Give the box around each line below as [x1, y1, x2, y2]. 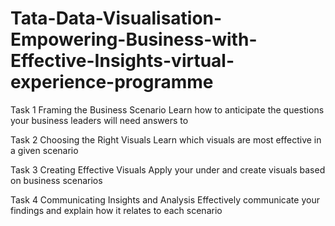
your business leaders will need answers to [10, 114, 189, 126]
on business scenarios [10, 174, 103, 186]
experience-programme [10, 71, 214, 94]
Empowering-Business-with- [10, 28, 258, 51]
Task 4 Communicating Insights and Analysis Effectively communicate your [10, 193, 320, 206]
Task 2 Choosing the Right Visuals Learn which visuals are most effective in [10, 133, 322, 146]
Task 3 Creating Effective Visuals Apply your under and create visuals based [10, 163, 326, 176]
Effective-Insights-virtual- [10, 50, 235, 72]
